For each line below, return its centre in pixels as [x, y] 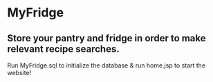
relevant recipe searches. [63, 49]
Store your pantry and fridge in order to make [106, 38]
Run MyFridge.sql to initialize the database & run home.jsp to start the [106, 65]
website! [19, 73]
